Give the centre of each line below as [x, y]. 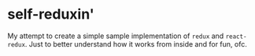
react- [236, 37]
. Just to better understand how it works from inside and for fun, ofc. [136, 44]
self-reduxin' [51, 14]
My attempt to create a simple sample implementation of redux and [116, 36]
